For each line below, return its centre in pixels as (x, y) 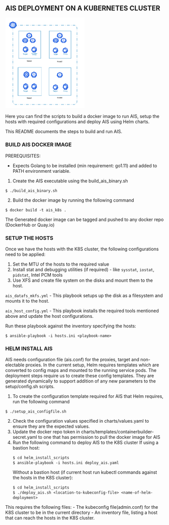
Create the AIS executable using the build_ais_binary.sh (70, 181)
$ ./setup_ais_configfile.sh (36, 412)
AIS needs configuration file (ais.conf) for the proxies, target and (72, 360)
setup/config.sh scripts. (30, 387)
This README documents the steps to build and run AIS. (64, 132)
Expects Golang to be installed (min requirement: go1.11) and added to (85, 165)
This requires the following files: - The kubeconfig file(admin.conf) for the (82, 507)
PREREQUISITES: (23, 156)
